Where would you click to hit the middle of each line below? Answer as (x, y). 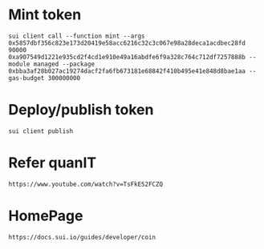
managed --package (64, 64)
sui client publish (41, 131)
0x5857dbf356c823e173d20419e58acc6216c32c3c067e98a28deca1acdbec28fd (127, 43)
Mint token (45, 15)
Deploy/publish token (81, 110)
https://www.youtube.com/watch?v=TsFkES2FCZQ (85, 184)
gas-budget (26, 78)
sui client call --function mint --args (77, 36)
